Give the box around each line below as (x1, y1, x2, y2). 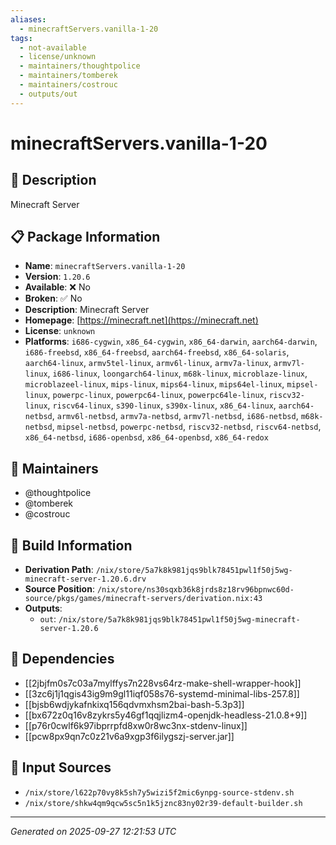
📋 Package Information (10, 229, 161, 246)
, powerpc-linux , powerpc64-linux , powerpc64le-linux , (47, 389, 267, 401)
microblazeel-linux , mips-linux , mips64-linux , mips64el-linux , (24, 378, 285, 390)
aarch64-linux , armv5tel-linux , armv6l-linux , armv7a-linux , (24, 357, 272, 369)
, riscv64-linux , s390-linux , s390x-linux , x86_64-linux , (47, 399, 277, 411)
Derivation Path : (24, 564, 94, 576)
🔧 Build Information (10, 537, 133, 554)
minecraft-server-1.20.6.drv (24, 574, 147, 585)
